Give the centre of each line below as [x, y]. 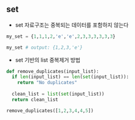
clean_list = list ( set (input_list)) [58, 94]
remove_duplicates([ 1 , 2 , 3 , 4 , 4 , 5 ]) [50, 111]
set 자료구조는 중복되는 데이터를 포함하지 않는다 [72, 25]
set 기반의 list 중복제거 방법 [48, 60]
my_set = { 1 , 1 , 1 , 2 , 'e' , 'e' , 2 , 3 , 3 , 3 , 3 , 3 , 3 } [61, 36]
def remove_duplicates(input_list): [53, 71]
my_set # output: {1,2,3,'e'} [45, 48]
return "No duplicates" [47, 83]
